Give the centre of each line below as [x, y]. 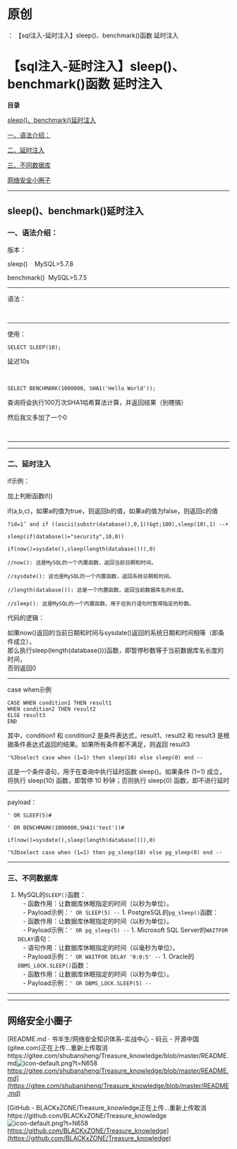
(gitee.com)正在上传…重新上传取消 [57, 1047]
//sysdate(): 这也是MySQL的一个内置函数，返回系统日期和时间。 [91, 576]
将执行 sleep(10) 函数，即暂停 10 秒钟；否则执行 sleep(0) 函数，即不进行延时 [119, 780]
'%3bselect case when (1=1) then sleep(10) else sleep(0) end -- [105, 757]
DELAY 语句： [35, 939]
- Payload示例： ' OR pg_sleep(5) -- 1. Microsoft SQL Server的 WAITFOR [126, 930]
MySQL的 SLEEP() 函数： [52, 895]
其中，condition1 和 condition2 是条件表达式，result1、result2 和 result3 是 [115, 735]
